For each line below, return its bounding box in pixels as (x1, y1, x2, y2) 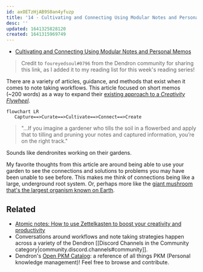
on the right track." (21, 137, 68, 145)
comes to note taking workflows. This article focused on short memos (6, 84, 181, 91)
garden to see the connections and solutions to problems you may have (6, 167, 185, 175)
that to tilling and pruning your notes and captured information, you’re (21, 131, 195, 138)
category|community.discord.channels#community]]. (14, 245, 148, 253)
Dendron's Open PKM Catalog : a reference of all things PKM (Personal (14, 252, 191, 259)
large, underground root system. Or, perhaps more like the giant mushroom (6, 180, 193, 187)
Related (6, 204, 36, 215)
